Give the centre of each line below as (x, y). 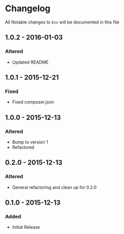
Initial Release (26, 227)
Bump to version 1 (30, 142)
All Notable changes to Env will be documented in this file (62, 22)
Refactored (23, 147)
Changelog (28, 9)
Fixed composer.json (33, 102)
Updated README (30, 62)
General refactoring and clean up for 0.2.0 (54, 187)
